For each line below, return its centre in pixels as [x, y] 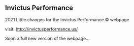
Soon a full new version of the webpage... [47, 38]
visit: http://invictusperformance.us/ [41, 29]
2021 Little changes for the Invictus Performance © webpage [67, 19]
